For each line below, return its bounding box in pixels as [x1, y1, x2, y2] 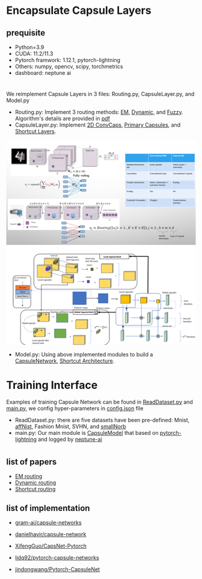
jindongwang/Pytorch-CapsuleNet [14, 565, 100, 573]
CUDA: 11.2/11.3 [14, 50, 54, 57]
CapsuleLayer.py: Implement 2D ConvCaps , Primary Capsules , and [14, 121, 181, 128]
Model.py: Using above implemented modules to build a [14, 350, 153, 358]
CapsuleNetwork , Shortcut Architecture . [14, 357, 115, 364]
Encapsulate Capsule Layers [6, 4, 151, 17]
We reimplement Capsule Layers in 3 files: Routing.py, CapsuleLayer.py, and [6, 90, 195, 98]
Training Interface [6, 378, 98, 392]
